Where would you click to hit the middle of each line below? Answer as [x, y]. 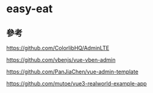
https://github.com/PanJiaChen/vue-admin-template [73, 72]
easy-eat [30, 9]
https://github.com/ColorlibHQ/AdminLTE [58, 48]
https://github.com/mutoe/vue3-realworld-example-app [77, 84]
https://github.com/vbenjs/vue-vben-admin [61, 60]
